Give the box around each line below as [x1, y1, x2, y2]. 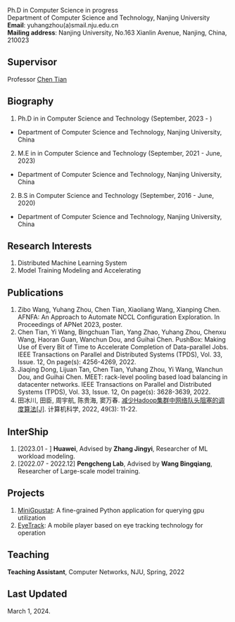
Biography [7, 95, 54, 108]
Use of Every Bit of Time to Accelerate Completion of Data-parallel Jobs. [17, 343, 229, 352]
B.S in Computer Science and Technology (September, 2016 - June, [17, 191, 215, 199]
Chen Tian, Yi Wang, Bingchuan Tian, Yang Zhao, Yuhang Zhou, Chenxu [17, 328, 227, 337]
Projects [7, 487, 45, 499]
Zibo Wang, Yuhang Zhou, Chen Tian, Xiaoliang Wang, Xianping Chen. [17, 306, 222, 314]
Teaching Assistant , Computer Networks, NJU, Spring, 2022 [7, 567, 185, 576]
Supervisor [7, 56, 58, 68]
